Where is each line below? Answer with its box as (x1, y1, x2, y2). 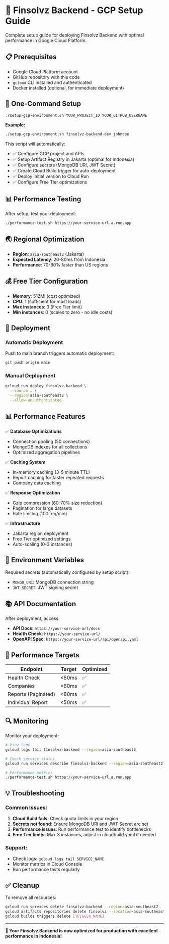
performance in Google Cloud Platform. (5, 37, 87, 43)
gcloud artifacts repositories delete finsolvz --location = (5, 909, 134, 914)
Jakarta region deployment (12, 530, 69, 536)
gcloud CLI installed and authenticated (12, 79, 92, 85)
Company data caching (12, 480, 61, 486)
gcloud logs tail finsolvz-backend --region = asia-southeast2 (5, 747, 136, 752)
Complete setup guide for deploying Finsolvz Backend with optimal (5, 32, 144, 38)
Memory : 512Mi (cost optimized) (12, 293, 80, 299)
